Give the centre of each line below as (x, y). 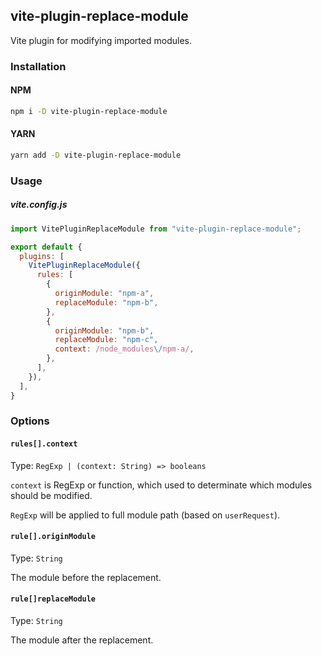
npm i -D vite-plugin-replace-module (89, 111)
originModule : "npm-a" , (104, 294)
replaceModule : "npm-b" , (106, 302)
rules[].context (44, 444)
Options (30, 421)
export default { (46, 247)
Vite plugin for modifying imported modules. (101, 40)
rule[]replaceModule (53, 599)
